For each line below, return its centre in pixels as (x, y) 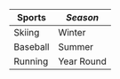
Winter (72, 32)
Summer (76, 47)
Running (31, 61)
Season (82, 17)
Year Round (82, 61)
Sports (32, 17)
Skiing (27, 32)
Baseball (32, 47)
